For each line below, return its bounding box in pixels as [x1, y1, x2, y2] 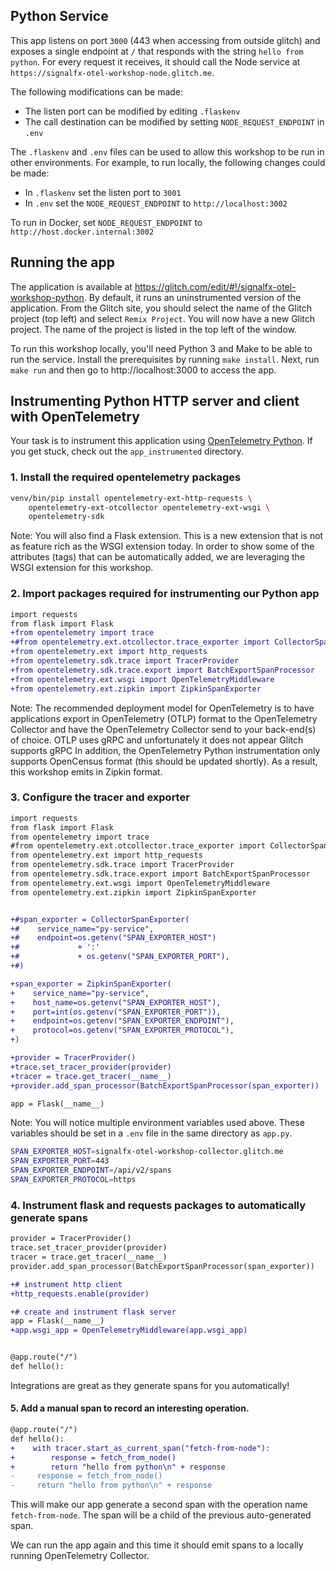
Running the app [10, 254, 115, 271]
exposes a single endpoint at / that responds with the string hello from [10, 45, 304, 57]
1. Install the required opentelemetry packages [10, 470, 242, 484]
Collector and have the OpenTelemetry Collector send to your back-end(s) [10, 723, 317, 735]
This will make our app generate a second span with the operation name [10, 1499, 308, 1511]
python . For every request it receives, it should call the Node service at [10, 55, 301, 68]
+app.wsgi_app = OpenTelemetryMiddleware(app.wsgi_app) [10, 1325, 248, 1336]
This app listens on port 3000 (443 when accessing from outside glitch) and [10, 34, 321, 46]
